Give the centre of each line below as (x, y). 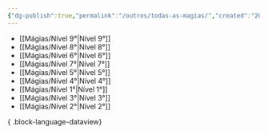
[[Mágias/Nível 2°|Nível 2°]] (65, 106)
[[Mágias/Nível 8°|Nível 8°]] (65, 47)
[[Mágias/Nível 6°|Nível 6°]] (65, 55)
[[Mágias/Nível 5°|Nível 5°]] (65, 72)
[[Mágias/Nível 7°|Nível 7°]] (64, 64)
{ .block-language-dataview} (55, 121)
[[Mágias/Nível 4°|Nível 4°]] (65, 81)
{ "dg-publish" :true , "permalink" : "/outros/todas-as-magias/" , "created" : (129, 16)
